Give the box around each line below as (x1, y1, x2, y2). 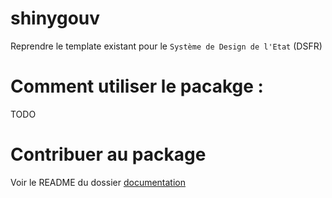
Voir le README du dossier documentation (10, 176, 187, 188)
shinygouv (10, 7, 101, 30)
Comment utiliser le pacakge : (10, 75, 264, 98)
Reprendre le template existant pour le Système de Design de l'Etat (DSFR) (10, 40, 323, 52)
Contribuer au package (10, 143, 207, 166)
